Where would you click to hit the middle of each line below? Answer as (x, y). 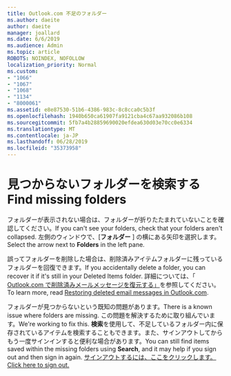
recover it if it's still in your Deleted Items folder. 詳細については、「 (101, 276)
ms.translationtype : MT (41, 129)
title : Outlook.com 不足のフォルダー (57, 13)
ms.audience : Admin (35, 46)
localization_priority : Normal (52, 65)
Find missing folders (67, 200)
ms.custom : (23, 71)
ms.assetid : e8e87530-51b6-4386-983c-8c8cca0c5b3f (81, 110)
